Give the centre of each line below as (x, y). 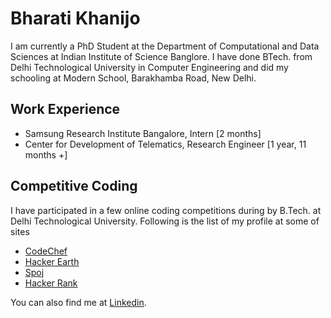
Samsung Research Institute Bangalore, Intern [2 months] (143, 133)
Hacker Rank (51, 283)
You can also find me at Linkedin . (78, 302)
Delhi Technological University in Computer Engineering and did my (149, 67)
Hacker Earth (52, 261)
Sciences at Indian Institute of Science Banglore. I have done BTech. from (161, 56)
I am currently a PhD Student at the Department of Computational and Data (165, 46)
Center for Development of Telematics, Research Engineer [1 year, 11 (165, 144)
